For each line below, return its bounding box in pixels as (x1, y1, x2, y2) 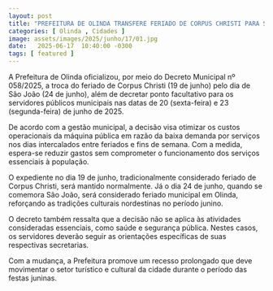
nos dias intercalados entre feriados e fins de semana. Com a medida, (8, 140, 243, 149)
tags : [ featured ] (8, 50, 75, 58)
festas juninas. (8, 273, 58, 283)
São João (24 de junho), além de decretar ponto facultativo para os (8, 89, 234, 98)
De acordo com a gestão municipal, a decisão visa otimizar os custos (8, 123, 240, 132)
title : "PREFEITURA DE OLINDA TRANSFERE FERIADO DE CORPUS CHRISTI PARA (8, 20, 260, 28)
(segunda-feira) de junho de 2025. (8, 106, 124, 116)
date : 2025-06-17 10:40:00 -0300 (8, 42, 132, 50)
